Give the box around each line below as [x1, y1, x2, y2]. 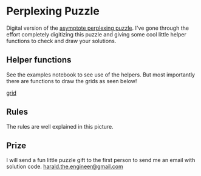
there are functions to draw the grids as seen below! [6, 77, 137, 84]
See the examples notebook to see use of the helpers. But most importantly [6, 71, 196, 78]
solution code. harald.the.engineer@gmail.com [6, 163, 123, 171]
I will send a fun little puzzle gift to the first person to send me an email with [6, 157, 196, 164]
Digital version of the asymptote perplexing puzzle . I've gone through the [6, 24, 189, 32]
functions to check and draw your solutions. [6, 37, 117, 44]
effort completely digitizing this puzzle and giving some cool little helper [6, 30, 187, 38]
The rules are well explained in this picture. [6, 123, 114, 130]
